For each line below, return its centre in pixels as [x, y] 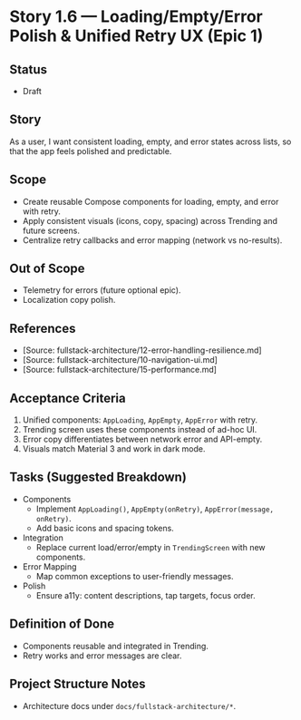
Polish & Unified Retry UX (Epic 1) [136, 36]
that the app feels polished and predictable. [91, 151]
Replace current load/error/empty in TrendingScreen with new [150, 547]
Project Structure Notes [78, 684]
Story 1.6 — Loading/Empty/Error [136, 17]
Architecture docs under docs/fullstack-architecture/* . [129, 705]
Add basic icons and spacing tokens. [105, 528]
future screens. [51, 230]
